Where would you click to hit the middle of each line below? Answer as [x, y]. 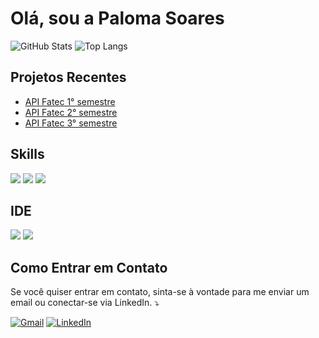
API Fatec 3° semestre [71, 123]
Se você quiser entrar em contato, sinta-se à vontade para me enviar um [160, 292]
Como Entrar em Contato [89, 267]
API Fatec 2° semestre [71, 112]
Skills [27, 154]
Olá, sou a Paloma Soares [117, 18]
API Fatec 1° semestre [70, 101]
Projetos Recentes [68, 77]
